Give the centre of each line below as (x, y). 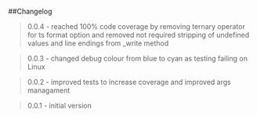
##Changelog (30, 11)
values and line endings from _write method (98, 43)
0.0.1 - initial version (59, 106)
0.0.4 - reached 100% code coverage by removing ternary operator (136, 26)
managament (49, 90)
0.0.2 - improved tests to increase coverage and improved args (129, 82)
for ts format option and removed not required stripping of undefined (138, 35)
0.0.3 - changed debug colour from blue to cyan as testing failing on (138, 58)
